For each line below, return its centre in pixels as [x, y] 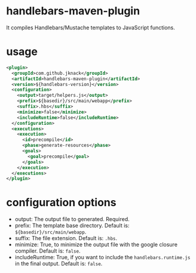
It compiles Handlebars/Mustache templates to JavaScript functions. [91, 27]
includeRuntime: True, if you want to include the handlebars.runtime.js [102, 257]
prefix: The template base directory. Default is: [72, 226]
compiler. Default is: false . [48, 251]
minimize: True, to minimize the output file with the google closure [96, 245]
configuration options [61, 203]
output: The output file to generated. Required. [72, 219]
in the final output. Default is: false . [59, 263]
